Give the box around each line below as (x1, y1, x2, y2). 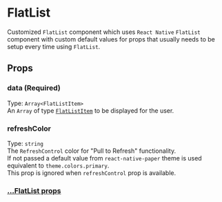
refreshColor (7, 123, 52, 133)
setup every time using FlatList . (7, 42, 101, 50)
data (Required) (7, 83, 61, 93)
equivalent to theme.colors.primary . (7, 161, 110, 169)
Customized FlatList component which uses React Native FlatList (7, 28, 201, 36)
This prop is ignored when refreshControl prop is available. (7, 168, 176, 177)
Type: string (7, 139, 43, 147)
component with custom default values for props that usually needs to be (7, 35, 215, 43)
